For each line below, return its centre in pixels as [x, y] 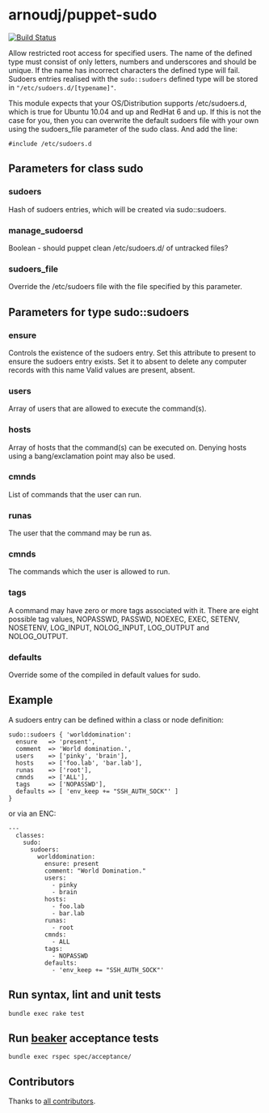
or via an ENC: [32, 813]
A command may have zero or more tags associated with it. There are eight [133, 610]
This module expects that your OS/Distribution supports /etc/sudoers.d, [128, 103]
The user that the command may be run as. [80, 533]
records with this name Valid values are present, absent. [102, 369]
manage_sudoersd [46, 230]
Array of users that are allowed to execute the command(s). [107, 409]
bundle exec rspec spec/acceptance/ [70, 1057]
